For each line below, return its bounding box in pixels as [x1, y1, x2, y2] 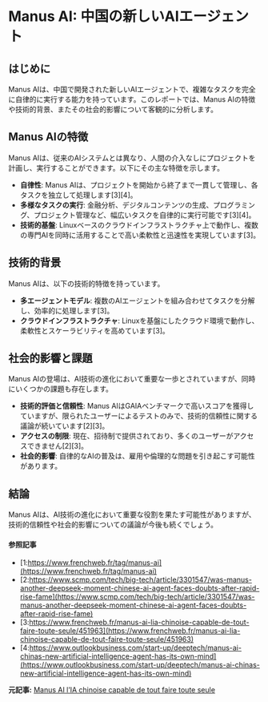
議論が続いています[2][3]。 [19, 422, 110, 431]
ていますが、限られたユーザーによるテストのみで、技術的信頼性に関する [19, 411, 258, 421]
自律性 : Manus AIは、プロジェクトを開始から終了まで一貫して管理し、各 [19, 180, 258, 189]
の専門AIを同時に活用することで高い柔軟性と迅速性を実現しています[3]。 [19, 230, 261, 240]
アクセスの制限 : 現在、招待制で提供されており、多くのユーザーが [19, 431, 234, 441]
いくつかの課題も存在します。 [14, 384, 114, 393]
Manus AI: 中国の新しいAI [8, 7, 180, 26]
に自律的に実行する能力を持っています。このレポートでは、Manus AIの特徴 [8, 95, 256, 104]
